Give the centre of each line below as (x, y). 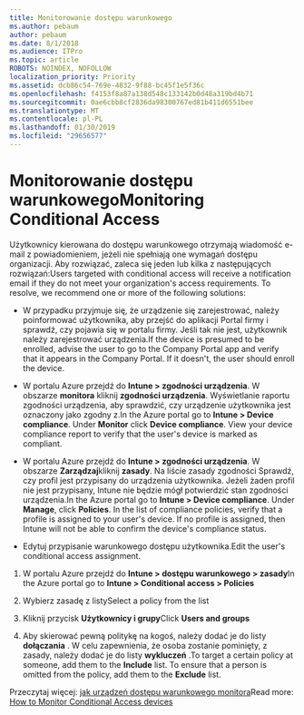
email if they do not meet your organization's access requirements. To (140, 283)
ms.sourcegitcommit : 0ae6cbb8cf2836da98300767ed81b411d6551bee (132, 102)
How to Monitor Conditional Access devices (91, 701)
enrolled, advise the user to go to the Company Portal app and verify (151, 348)
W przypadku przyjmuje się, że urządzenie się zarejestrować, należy (151, 310)
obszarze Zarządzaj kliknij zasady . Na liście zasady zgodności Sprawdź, (158, 470)
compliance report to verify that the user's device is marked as (140, 434)
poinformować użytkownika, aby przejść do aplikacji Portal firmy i (146, 319)
